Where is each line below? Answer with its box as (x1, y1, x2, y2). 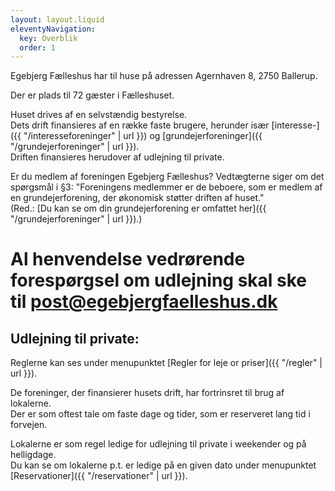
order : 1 (19, 42, 56, 53)
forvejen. (10, 419, 48, 431)
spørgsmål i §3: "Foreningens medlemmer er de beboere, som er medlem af (10, 181, 323, 193)
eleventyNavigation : (10, 24, 97, 34)
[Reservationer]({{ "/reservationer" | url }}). (10, 470, 188, 482)
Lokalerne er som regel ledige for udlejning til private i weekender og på (10, 438, 307, 450)
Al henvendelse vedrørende (10, 248, 246, 271)
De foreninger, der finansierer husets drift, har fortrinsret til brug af (10, 387, 285, 399)
